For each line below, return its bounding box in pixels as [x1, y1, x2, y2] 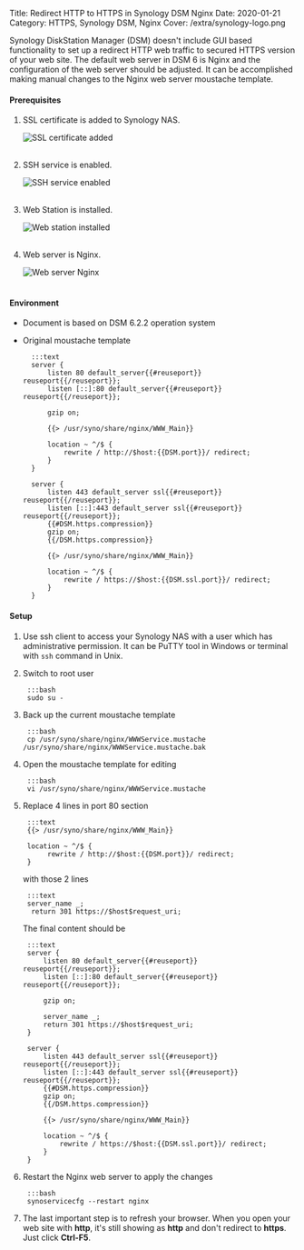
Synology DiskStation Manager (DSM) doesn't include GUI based [9, 35, 252, 45]
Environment [9, 297, 59, 308]
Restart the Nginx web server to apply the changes [22, 1171, 213, 1182]
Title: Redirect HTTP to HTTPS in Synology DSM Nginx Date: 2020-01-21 [9, 8, 281, 18]
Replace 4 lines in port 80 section [22, 800, 149, 811]
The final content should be [22, 923, 126, 934]
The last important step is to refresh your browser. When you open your [22, 1213, 291, 1224]
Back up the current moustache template [22, 709, 176, 720]
